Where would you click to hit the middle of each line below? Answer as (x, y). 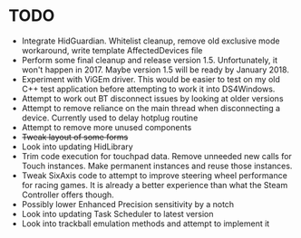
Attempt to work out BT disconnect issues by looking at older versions (152, 98)
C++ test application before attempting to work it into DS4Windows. (148, 89)
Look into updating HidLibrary (77, 147)
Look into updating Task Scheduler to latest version (117, 214)
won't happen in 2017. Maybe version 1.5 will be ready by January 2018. (155, 70)
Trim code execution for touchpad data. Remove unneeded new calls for (156, 156)
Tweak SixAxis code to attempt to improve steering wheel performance (154, 175)
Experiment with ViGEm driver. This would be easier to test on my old (150, 79)
